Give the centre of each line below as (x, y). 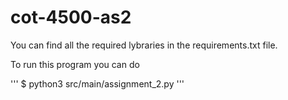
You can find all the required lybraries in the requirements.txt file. (144, 45)
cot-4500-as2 (71, 17)
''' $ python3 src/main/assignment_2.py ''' (97, 83)
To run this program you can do (75, 64)
